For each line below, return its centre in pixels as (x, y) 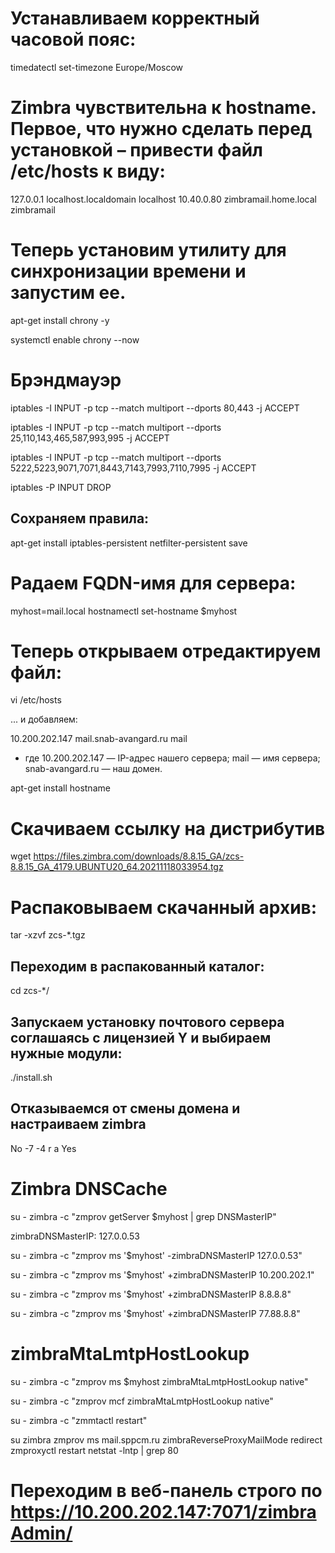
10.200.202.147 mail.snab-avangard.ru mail (99, 739)
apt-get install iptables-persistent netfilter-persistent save (129, 543)
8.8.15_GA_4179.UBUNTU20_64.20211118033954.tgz (117, 867)
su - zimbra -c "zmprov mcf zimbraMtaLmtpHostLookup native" (142, 1401)
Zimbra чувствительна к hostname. (163, 108)
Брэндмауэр (66, 380)
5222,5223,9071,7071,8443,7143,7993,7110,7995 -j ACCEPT (133, 468)
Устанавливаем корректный (135, 18)
